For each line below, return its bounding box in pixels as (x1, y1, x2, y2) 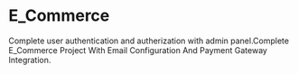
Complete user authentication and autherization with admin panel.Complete (8, 35, 290, 46)
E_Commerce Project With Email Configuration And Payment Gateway (8, 44, 268, 55)
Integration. (8, 54, 51, 65)
